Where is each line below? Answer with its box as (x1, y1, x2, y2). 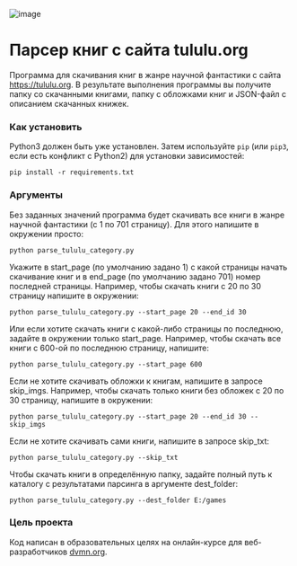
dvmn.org (69, 546, 106, 557)
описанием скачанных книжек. (9, 98, 129, 109)
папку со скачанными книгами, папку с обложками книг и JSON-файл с (9, 88, 287, 99)
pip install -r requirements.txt (9, 168, 135, 177)
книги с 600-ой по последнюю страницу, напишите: (9, 342, 209, 353)
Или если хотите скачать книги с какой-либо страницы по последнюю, (9, 323, 284, 334)
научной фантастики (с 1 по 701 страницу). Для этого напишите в (9, 218, 259, 229)
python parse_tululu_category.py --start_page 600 (9, 359, 203, 368)
